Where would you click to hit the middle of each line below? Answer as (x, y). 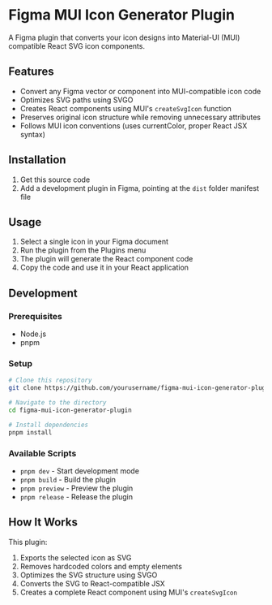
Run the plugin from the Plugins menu (83, 250)
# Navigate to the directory (57, 403)
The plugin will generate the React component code (106, 259)
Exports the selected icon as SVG (76, 557)
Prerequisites (35, 316)
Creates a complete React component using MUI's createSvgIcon (128, 592)
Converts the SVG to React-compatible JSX (93, 583)
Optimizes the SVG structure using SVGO (89, 575)
